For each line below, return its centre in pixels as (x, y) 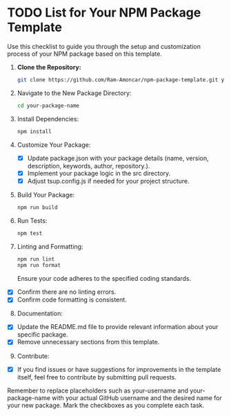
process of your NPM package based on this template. (84, 54)
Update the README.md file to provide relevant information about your (118, 327)
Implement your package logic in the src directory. (99, 173)
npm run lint (36, 259)
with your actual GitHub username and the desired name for (137, 397)
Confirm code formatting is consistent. (72, 300)
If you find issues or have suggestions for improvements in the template (119, 369)
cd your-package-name (48, 106)
